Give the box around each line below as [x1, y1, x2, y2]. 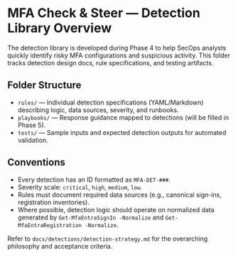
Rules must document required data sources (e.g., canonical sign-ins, [17, 190, 222, 199]
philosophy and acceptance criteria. [7, 241, 113, 250]
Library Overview [7, 20, 112, 36]
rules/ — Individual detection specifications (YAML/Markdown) [17, 98, 204, 106]
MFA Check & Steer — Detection [7, 5, 200, 21]
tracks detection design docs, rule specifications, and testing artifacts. [7, 58, 214, 67]
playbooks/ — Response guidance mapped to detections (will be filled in [17, 113, 229, 121]
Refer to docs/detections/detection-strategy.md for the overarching [7, 234, 208, 243]
